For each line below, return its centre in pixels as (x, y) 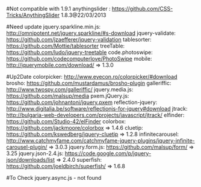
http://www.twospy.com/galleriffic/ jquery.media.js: (70, 89)
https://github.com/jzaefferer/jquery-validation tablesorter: (79, 39)
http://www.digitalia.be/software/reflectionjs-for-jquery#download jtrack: (97, 109)
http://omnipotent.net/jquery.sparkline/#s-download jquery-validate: (91, 33)
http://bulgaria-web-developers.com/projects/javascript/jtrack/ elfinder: (95, 115)
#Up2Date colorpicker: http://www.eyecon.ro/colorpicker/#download (92, 77)
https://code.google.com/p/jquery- (108, 153)
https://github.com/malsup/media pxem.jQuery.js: (68, 96)
